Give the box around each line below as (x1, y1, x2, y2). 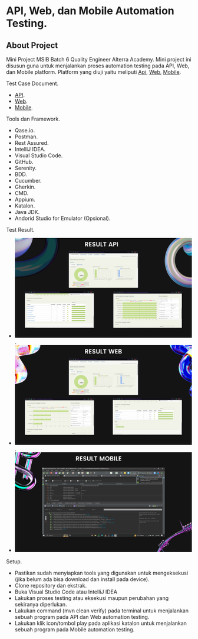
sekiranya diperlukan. (14, 601, 67, 608)
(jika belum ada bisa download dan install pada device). (14, 576, 150, 583)
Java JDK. (14, 209, 40, 215)
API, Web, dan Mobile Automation (6, 4, 175, 18)
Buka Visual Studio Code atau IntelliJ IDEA (14, 588, 118, 595)
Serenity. (14, 164, 37, 171)
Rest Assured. (14, 140, 49, 146)
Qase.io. (14, 127, 35, 134)
